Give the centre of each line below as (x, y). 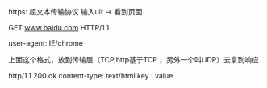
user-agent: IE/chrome (46, 43)
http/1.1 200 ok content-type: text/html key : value (91, 76)
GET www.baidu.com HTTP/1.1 (59, 28)
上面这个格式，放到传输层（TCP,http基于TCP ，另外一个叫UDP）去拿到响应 (134, 60)
